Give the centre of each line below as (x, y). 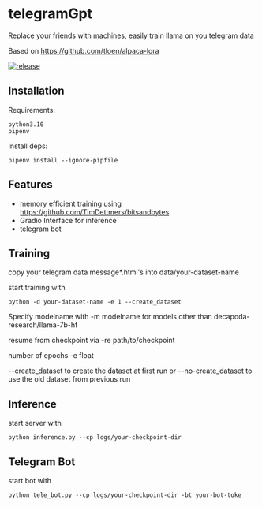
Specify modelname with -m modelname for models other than (110, 317)
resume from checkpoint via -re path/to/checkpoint (92, 341)
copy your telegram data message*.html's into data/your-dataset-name (124, 272)
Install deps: (28, 146)
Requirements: (32, 110)
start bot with (30, 481)
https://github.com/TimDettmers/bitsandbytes (94, 212)
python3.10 (26, 124)
